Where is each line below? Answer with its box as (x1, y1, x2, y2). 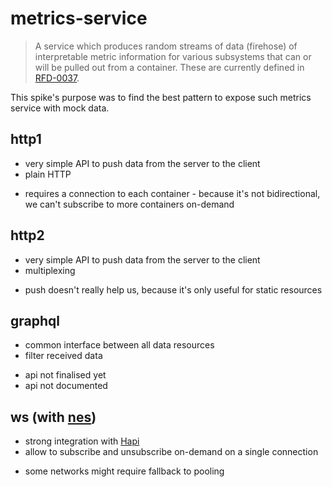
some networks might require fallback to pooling (24, 465, 225, 477)
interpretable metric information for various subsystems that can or (34, 50, 312, 62)
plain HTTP (24, 168, 72, 180)
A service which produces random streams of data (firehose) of (34, 40, 298, 52)
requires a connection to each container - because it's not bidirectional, (24, 187, 321, 199)
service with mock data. (10, 102, 110, 114)
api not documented (24, 380, 108, 392)
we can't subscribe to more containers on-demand (24, 198, 235, 210)
